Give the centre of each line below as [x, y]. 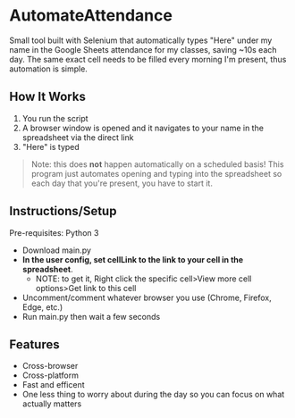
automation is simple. [48, 69]
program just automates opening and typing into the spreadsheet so [156, 173]
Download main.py [57, 250]
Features [34, 344]
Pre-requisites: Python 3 [54, 232]
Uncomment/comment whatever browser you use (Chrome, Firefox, [147, 297]
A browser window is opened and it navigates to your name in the [143, 128]
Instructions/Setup [63, 211]
